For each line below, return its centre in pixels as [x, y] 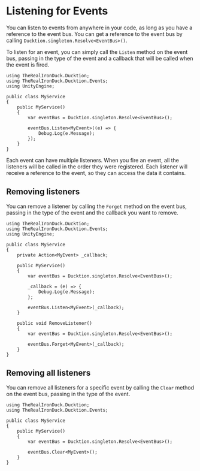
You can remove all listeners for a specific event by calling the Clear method [100, 387]
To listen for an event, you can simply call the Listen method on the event [97, 52]
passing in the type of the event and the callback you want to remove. [92, 212]
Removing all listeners [49, 373]
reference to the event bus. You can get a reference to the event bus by [94, 34]
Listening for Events [57, 11]
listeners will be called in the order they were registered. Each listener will [97, 167]
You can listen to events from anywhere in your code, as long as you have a [99, 28]
